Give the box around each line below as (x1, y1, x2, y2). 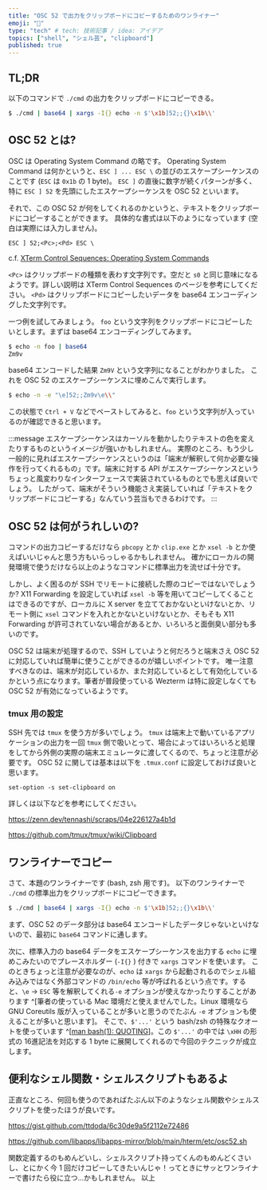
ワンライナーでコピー (8, 855, 113, 869)
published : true (8, 42, 62, 50)
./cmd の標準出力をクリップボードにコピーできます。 (8, 889, 181, 898)
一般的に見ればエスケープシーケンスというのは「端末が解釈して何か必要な (8, 453, 253, 464)
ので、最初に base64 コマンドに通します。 (14, 929, 151, 940)
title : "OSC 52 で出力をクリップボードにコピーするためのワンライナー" (8, 11, 220, 20)
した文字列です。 (14, 299, 71, 309)
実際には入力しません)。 (22, 223, 102, 233)
